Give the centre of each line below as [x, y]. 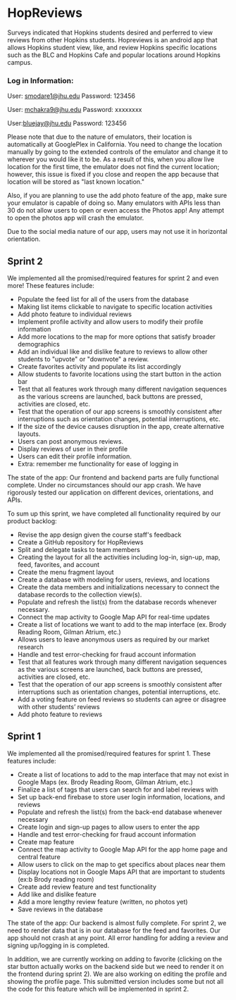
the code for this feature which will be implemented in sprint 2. [98, 989]
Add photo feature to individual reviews [75, 314]
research [30, 647]
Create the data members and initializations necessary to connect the [118, 587]
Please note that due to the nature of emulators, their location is [100, 137]
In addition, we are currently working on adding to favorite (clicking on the [115, 958]
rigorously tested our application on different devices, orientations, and [110, 493]
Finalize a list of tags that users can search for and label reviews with [118, 789]
